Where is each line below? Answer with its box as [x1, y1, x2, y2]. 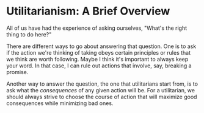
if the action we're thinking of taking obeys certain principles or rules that [6, 49, 191, 56]
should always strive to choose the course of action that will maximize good [6, 93, 197, 100]
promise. [6, 68, 29, 75]
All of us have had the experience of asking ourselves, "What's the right [6, 24, 188, 32]
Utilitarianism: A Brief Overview [6, 4, 170, 18]
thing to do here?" [6, 30, 52, 38]
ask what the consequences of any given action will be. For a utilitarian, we [6, 86, 195, 94]
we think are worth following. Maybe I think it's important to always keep [6, 55, 189, 63]
